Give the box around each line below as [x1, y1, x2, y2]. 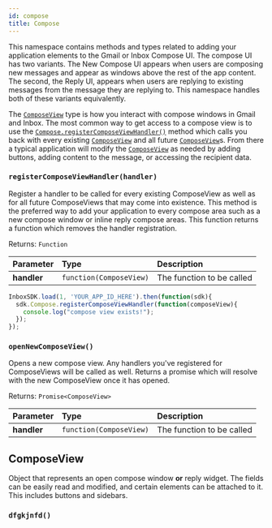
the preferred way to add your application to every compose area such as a [8, 206, 261, 216]
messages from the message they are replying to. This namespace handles [8, 84, 260, 94]
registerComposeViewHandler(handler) [8, 172, 158, 182]
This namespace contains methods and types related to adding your [8, 41, 237, 51]
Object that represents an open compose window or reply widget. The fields [8, 474, 264, 483]
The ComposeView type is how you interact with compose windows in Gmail [8, 109, 256, 118]
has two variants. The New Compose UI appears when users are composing [8, 58, 264, 69]
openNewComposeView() [8, 342, 94, 351]
